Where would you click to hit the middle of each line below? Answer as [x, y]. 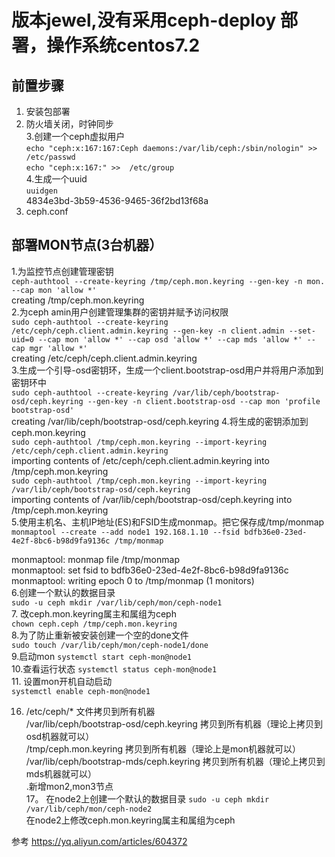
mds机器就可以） [61, 773]
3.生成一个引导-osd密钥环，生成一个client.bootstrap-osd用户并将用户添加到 [167, 370]
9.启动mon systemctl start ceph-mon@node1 [101, 656]
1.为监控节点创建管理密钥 [62, 271]
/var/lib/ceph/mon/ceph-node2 [89, 809]
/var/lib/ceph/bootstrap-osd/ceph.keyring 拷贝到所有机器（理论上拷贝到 [174, 723]
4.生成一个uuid [56, 179]
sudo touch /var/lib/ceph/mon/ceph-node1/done [110, 645]
